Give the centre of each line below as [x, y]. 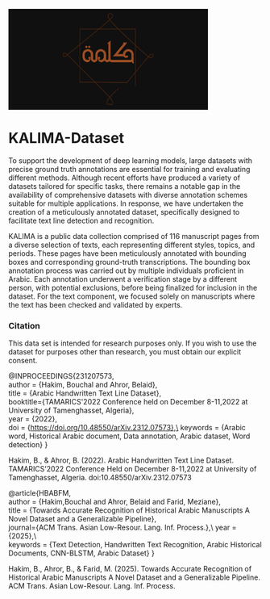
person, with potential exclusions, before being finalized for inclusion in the [133, 287]
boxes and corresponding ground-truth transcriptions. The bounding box [129, 262]
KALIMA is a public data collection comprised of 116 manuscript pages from [134, 236]
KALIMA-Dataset [66, 138]
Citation [24, 325]
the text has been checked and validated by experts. [96, 304]
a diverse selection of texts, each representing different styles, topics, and [132, 245]
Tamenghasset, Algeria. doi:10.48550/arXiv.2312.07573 [100, 478]
